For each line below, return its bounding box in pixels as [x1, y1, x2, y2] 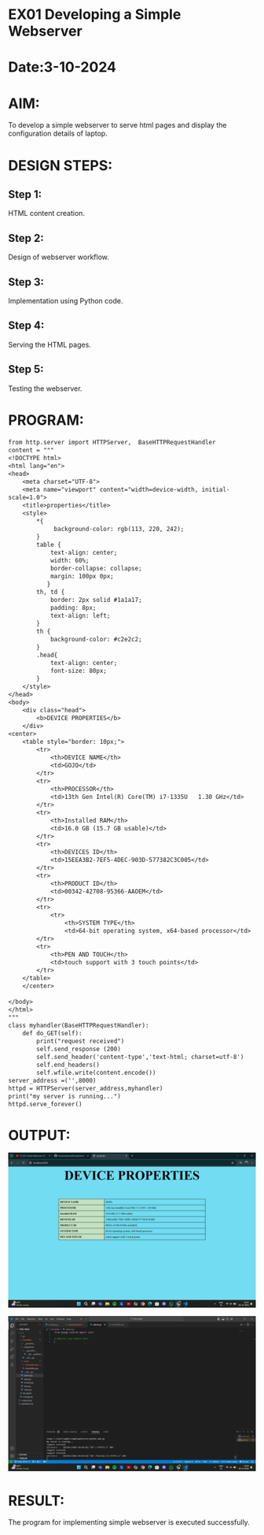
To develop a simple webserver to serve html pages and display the [8, 121, 227, 130]
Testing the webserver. [8, 384, 82, 393]
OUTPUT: [8, 1126, 71, 1144]
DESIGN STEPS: [8, 156, 113, 174]
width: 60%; [49, 556, 90, 564]
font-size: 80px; [49, 667, 108, 675]
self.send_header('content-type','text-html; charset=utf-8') [36, 1053, 244, 1061]
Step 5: [8, 362, 45, 376]
